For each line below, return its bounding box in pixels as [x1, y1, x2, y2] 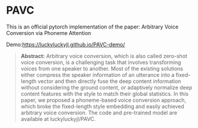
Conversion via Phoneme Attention [6, 29, 92, 36]
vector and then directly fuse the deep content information [37, 78, 181, 85]
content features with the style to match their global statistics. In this [20, 90, 189, 97]
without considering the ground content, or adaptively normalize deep [20, 84, 193, 91]
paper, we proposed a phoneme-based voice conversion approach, [20, 96, 186, 104]
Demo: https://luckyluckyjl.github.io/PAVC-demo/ [6, 41, 125, 48]
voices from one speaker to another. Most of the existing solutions [20, 65, 183, 72]
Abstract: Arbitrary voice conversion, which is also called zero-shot [20, 52, 187, 59]
